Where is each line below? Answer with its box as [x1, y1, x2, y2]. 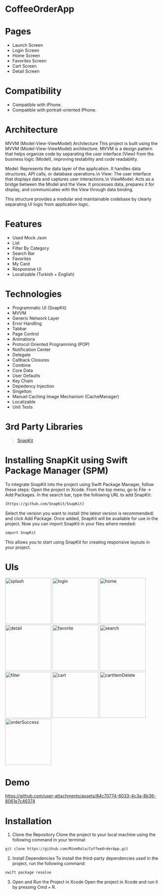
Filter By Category [12, 245, 49, 251]
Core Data [12, 367, 33, 373]
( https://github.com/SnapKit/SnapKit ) [5, 501, 84, 506]
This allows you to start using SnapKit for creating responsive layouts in [5, 539, 150, 545]
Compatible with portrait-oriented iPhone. [12, 107, 97, 113]
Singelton [12, 388, 32, 394]
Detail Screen [12, 68, 40, 74]
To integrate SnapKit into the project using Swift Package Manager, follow [5, 481, 154, 487]
